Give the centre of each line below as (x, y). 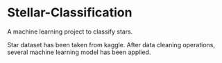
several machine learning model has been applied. (79, 52)
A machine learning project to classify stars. (70, 32)
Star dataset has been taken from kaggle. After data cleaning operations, (111, 45)
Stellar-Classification (70, 13)
